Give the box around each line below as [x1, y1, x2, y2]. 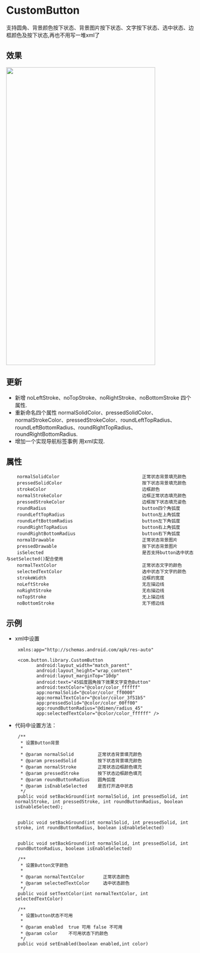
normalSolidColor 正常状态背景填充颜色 [17, 474, 187, 480]
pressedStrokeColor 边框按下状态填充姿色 [17, 499, 187, 505]
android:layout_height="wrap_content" [36, 668, 133, 674]
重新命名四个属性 [14, 409, 57, 416]
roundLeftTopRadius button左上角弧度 [17, 512, 180, 518]
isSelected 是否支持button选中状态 [17, 550, 194, 556]
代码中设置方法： [14, 722, 57, 729]
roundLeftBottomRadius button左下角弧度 [17, 518, 180, 524]
